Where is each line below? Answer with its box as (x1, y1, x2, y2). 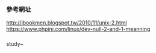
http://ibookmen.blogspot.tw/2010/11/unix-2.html (6, 19, 128, 26)
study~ (6, 40, 24, 48)
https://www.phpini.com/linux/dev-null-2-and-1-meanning (6, 26, 151, 33)
